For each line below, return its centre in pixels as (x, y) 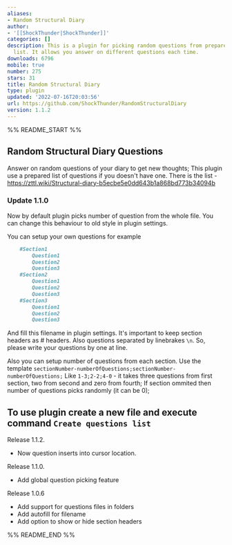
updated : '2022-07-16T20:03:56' (54, 98)
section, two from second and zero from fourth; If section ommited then (109, 383)
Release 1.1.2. (26, 440)
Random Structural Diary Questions (85, 152)
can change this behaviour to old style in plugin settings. (87, 223)
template (20, 369)
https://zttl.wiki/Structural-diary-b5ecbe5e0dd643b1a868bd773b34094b (112, 183)
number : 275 (24, 71)
